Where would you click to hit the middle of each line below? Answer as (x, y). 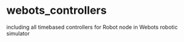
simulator (18, 33)
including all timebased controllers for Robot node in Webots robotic (92, 27)
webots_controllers (57, 10)
